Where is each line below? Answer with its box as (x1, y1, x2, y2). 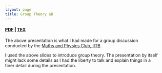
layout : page (5, 7, 32, 12)
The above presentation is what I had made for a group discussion (5, 37, 138, 43)
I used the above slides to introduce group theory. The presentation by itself (5, 52, 158, 58)
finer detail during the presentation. (5, 62, 77, 68)
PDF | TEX (5, 27, 26, 33)
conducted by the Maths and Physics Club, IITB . (5, 42, 102, 49)
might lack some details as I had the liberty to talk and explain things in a (5, 57, 151, 63)
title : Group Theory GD (5, 12, 54, 17)
